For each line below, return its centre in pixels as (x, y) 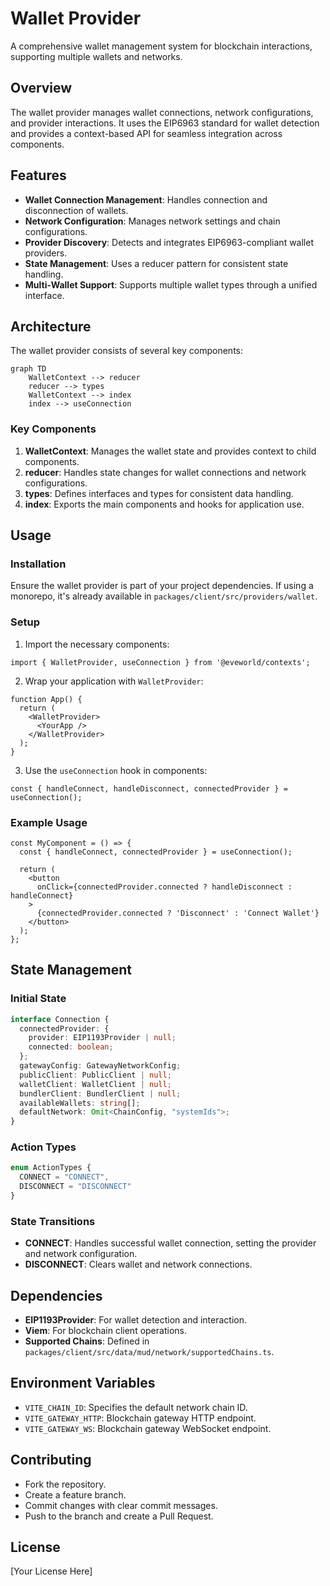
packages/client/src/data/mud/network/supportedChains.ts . (149, 1352)
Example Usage (49, 822)
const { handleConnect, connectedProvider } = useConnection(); (156, 852)
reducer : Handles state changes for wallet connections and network (165, 472)
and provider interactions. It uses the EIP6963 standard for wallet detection (165, 123)
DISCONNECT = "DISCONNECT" (75, 1187)
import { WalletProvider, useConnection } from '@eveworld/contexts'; (160, 662)
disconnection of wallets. (76, 210)
